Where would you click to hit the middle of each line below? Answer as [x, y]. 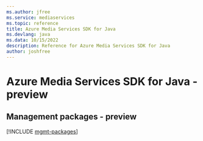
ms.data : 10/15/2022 [33, 40]
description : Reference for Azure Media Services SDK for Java [88, 46]
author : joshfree [28, 52]
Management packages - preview [72, 117]
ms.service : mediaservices [41, 18]
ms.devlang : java [28, 35]
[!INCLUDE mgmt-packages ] [42, 131]
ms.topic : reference [33, 23]
